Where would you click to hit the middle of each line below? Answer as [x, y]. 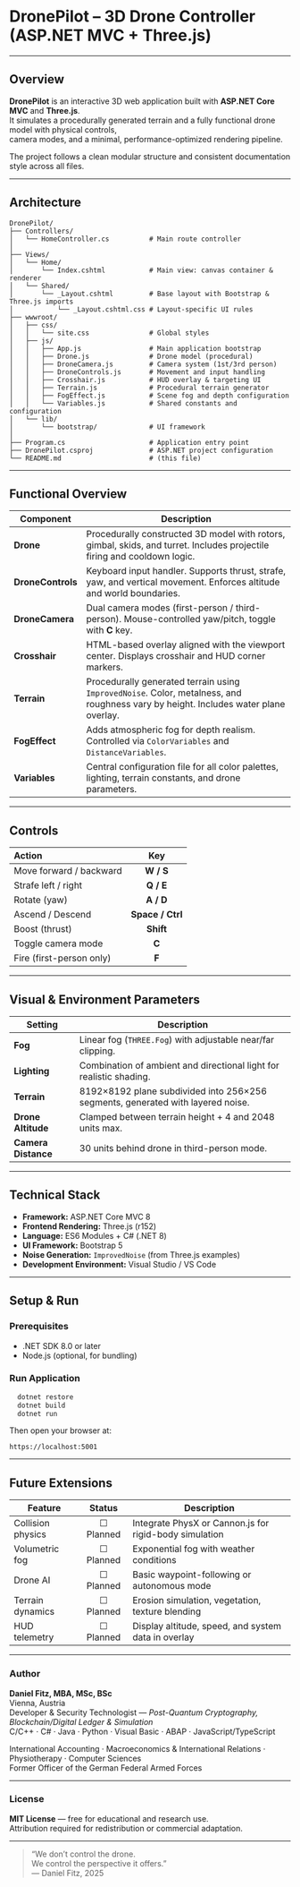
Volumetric [37, 1549]
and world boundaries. [133, 593]
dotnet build [42, 1405]
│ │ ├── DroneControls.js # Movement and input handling [137, 372]
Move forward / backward [68, 871]
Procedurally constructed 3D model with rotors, [186, 534]
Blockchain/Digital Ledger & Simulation [81, 1721]
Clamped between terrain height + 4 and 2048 [177, 1117]
